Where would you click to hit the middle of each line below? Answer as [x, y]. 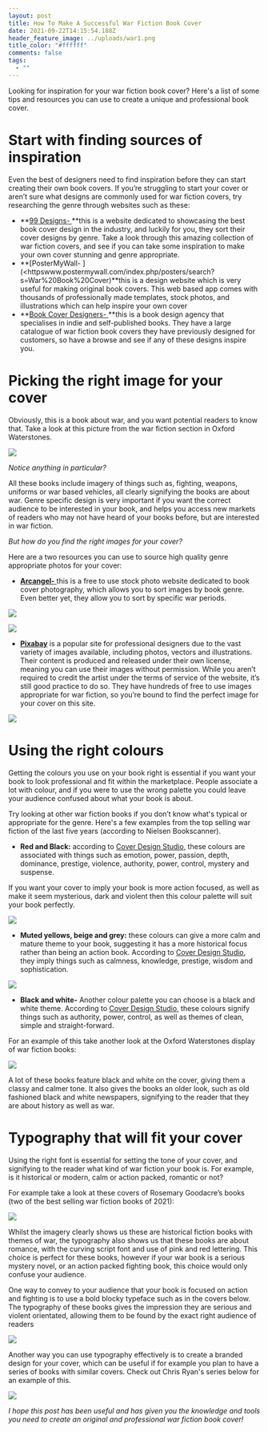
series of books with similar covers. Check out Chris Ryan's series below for [134, 1371]
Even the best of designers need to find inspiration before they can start [127, 179]
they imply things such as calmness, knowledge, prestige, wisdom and [136, 961]
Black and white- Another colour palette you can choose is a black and [137, 1000]
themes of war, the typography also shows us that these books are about [129, 1240]
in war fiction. [31, 525]
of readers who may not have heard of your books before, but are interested [134, 517]
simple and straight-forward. [67, 1025]
